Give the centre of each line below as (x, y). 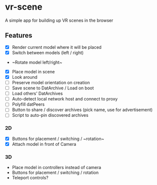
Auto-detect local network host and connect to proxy (65, 99)
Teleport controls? (30, 178)
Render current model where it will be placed (57, 47)
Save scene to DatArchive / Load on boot (53, 88)
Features (19, 36)
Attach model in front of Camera (44, 144)
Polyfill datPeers (28, 104)
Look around (25, 77)
